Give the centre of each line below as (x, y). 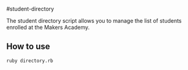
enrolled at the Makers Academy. (48, 27)
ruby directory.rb (30, 61)
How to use (28, 46)
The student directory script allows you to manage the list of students (94, 21)
